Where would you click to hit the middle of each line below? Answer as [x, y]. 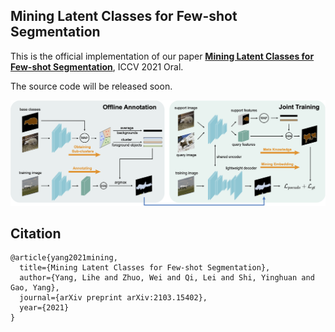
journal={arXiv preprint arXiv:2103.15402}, [113, 298]
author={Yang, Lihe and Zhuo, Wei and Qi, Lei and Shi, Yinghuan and [167, 278]
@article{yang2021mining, [64, 258]
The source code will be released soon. [91, 86]
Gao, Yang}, [35, 288]
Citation [36, 234]
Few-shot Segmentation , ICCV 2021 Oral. [97, 66]
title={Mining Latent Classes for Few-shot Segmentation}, [145, 268]
